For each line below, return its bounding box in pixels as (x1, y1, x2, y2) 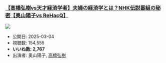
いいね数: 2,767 (12, 46, 45, 52)
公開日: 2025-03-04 (12, 33, 54, 39)
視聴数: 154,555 (12, 40, 45, 46)
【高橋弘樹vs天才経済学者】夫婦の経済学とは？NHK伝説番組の (5, 4, 156, 11)
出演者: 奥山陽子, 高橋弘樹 (12, 52, 66, 58)
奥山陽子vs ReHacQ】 (15, 11, 68, 18)
